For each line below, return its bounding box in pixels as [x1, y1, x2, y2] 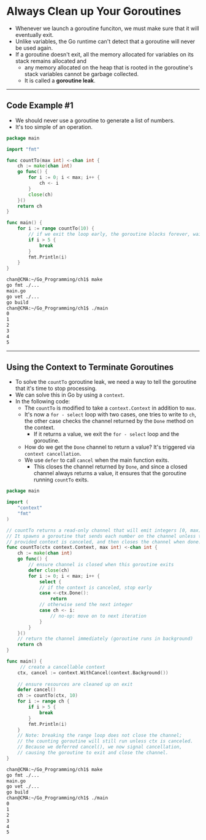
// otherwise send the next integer [39, 602, 133, 608]
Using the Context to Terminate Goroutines [6, 362, 174, 373]
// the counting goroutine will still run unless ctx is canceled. [17, 738, 193, 744]
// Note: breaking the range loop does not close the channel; [17, 733, 183, 739]
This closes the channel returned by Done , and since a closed [33, 463, 188, 470]
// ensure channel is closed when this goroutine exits [28, 562, 174, 568]
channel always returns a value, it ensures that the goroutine [33, 470, 187, 477]
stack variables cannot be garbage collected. [24, 70, 139, 77]
